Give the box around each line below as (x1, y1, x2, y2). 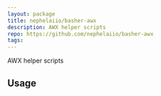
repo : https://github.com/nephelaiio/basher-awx (7, 30, 154, 38)
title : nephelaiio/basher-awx (7, 17, 97, 24)
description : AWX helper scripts (7, 23, 106, 31)
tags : (7, 37, 23, 44)
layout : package (7, 10, 55, 18)
